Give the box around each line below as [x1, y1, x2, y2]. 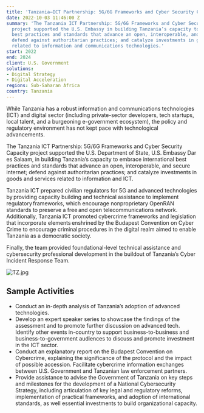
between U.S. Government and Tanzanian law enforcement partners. [15, 367, 187, 375]
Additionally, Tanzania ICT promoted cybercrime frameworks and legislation [6, 213, 196, 220]
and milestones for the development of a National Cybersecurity [15, 380, 176, 387]
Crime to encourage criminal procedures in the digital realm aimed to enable [6, 225, 196, 233]
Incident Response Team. [6, 256, 70, 264]
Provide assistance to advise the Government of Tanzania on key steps [15, 373, 193, 381]
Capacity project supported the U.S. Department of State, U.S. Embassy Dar [6, 149, 197, 156]
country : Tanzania [6, 88, 53, 94]
